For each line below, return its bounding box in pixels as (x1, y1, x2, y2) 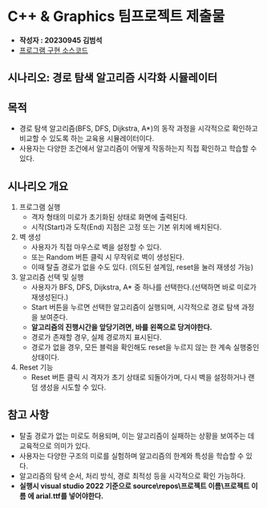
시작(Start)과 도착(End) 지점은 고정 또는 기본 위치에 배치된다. (30, 222, 222, 232)
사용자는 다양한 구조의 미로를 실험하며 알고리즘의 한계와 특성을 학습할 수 (18, 450, 245, 461)
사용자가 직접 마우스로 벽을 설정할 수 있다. (30, 242, 162, 252)
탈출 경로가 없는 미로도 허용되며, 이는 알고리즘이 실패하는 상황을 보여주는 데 (18, 430, 255, 441)
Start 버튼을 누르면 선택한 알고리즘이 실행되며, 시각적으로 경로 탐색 (30, 302, 240, 312)
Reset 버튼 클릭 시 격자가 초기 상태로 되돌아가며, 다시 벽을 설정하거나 (30, 372, 246, 381)
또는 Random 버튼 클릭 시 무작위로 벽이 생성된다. (30, 252, 185, 261)
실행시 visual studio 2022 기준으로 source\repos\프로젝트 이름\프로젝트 (18, 481, 250, 490)
